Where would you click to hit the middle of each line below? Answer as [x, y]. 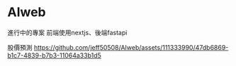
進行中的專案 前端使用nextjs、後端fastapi [67, 32]
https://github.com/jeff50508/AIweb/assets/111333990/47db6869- [131, 47]
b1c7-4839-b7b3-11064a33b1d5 [54, 55]
